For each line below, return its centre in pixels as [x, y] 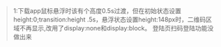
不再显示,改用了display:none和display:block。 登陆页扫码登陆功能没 [116, 28]
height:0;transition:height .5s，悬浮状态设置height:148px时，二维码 [109, 19]
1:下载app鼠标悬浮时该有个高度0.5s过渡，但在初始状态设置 [97, 11]
